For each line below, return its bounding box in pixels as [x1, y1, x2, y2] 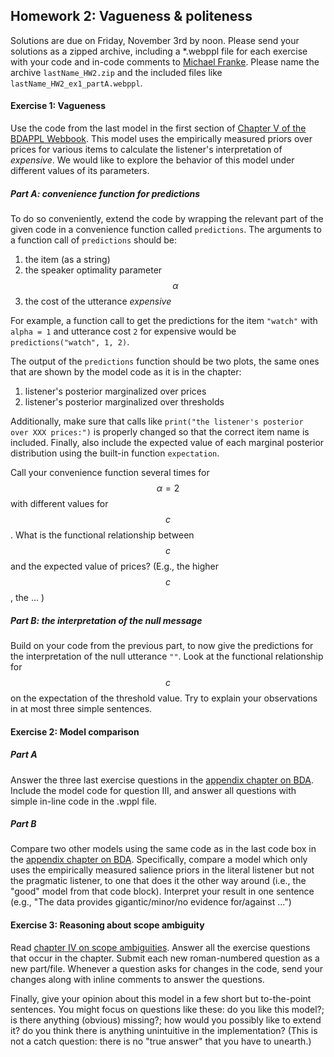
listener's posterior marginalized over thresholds [24, 395, 225, 408]
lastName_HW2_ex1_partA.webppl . [10, 77, 143, 89]
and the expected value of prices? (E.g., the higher [10, 560, 219, 572]
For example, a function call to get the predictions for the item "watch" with [10, 314, 318, 326]
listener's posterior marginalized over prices [24, 385, 207, 397]
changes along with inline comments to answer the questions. [10, 973, 265, 985]
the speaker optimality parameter [24, 264, 163, 276]
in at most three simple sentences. [10, 702, 153, 714]
